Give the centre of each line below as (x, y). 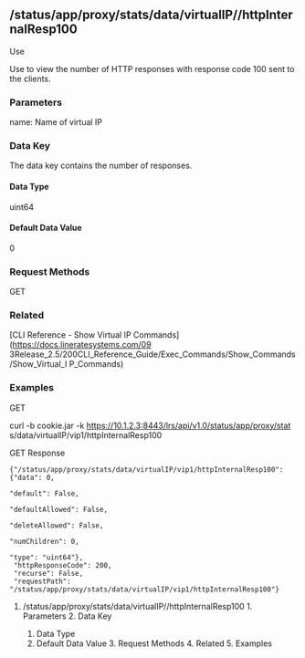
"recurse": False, (48, 573)
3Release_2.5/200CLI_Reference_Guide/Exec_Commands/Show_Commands (152, 354)
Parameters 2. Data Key (67, 616)
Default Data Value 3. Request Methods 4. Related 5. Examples (154, 643)
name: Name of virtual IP (56, 122)
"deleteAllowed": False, (57, 525)
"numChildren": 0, (44, 541)
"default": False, (44, 493)
